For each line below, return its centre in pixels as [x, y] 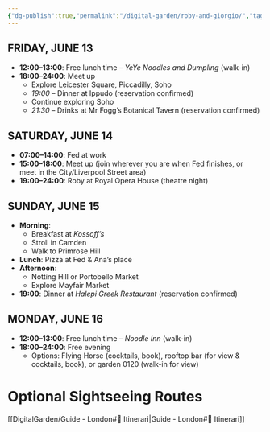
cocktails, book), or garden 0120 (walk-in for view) [115, 364]
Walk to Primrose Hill [66, 251]
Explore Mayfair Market [70, 286]
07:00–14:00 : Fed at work [62, 155]
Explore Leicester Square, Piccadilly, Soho [102, 84]
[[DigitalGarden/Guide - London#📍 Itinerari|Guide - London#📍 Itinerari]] [126, 418]
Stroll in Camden [59, 243]
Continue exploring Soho [73, 102]
